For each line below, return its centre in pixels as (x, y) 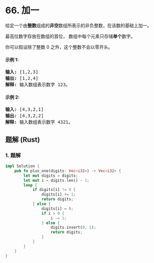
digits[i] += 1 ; (59, 194)
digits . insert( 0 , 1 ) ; (73, 227)
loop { (30, 185)
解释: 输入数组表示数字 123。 (38, 85)
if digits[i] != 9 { (54, 190)
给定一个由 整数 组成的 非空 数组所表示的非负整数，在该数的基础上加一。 (79, 25)
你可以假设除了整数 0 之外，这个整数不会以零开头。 (59, 47)
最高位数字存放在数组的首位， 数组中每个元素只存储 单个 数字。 (70, 36)
